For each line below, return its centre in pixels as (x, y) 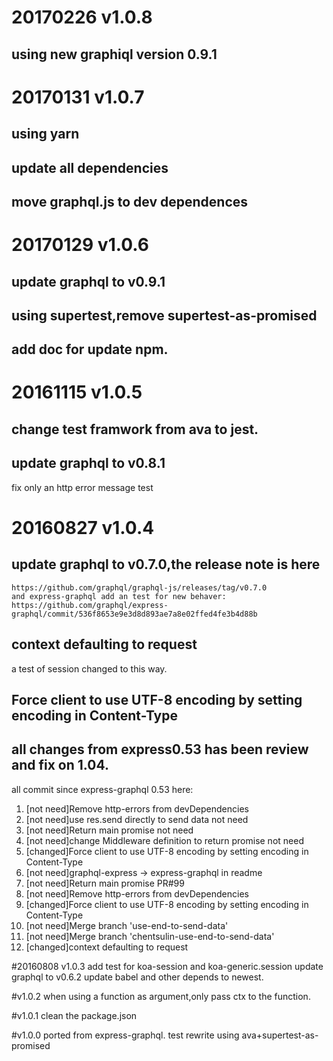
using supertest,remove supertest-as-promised (164, 315)
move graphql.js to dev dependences (130, 201)
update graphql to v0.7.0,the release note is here (166, 564)
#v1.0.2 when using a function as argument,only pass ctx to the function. (161, 996)
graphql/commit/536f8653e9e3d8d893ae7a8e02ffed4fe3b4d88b (134, 614)
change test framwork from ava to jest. (135, 429)
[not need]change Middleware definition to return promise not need (164, 840)
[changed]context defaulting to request (107, 947)
